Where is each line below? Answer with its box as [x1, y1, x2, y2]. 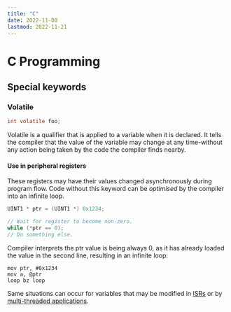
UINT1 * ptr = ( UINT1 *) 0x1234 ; [7, 206, 105, 213]
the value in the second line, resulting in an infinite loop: [7, 251, 168, 260]
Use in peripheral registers [7, 162, 86, 170]
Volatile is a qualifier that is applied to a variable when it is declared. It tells [7, 131, 222, 139]
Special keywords [7, 81, 87, 93]
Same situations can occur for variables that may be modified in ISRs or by [7, 289, 223, 297]
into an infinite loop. [7, 192, 64, 200]
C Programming [7, 53, 101, 69]
